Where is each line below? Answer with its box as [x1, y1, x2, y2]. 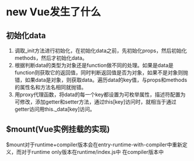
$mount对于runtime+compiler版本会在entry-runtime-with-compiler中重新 [6, 141, 183, 148]
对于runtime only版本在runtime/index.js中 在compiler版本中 [21, 148, 164, 155]
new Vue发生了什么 [6, 5, 101, 19]
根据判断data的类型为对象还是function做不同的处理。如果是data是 [14, 62, 174, 68]
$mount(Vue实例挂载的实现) [6, 124, 110, 135]
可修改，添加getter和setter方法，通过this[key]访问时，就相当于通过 [14, 98, 176, 105]
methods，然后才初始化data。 [14, 54, 88, 61]
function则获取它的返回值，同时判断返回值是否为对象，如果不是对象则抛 [14, 69, 189, 76]
